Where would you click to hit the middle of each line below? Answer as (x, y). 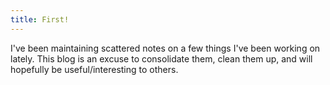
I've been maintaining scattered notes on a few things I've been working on (165, 48)
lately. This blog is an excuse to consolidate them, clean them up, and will (161, 58)
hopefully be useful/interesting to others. (94, 69)
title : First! (40, 19)
